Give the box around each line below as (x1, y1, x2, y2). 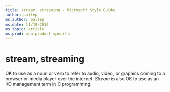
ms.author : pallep (5, 17, 44, 22)
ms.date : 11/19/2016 (5, 21, 49, 27)
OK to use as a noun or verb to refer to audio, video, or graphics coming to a (5, 70, 165, 76)
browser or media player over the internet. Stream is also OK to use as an (5, 75, 159, 82)
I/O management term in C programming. (5, 81, 92, 87)
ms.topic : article (5, 27, 44, 32)
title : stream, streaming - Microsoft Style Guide (5, 7, 115, 13)
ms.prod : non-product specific (5, 31, 72, 36)
